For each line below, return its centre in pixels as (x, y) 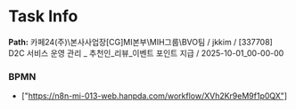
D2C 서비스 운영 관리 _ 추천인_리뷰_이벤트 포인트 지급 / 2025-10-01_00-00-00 (146, 53)
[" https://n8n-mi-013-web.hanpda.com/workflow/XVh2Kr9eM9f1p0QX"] (154, 96)
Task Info (43, 16)
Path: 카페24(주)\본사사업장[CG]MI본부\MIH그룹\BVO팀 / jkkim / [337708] (140, 42)
